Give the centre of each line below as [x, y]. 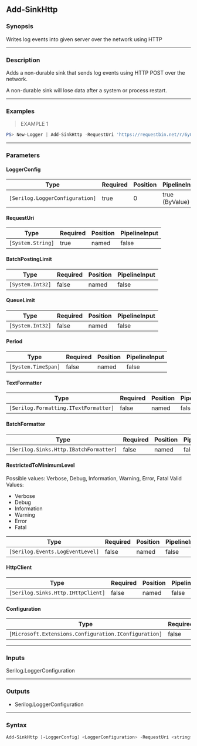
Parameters [23, 155]
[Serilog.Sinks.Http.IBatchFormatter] [63, 449]
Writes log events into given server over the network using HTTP [84, 39]
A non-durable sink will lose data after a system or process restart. [86, 90]
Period [14, 342]
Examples [21, 111]
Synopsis [20, 26]
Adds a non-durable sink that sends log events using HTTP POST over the [96, 72]
